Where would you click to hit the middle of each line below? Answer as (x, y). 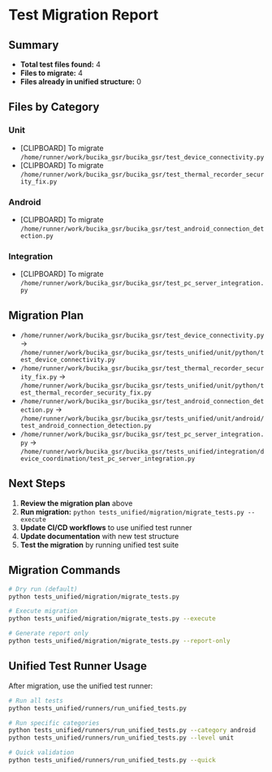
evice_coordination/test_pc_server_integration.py (108, 459)
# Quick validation (41, 753)
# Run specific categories (54, 723)
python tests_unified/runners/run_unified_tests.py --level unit (121, 738)
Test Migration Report (84, 15)
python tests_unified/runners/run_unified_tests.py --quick (112, 761)
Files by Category (54, 107)
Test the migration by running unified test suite (99, 545)
